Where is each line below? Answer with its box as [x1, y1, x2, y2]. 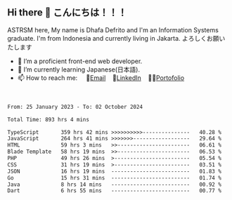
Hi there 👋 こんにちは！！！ [7, 6, 127, 19]
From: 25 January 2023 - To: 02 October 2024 [7, 103, 143, 110]
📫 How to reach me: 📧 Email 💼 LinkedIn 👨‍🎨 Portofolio [17, 73, 185, 82]
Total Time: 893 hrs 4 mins [7, 116, 90, 123]
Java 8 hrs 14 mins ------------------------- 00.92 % [7, 181, 221, 188]
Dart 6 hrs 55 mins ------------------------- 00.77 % [7, 187, 221, 194]
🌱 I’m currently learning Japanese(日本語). [17, 65, 141, 74]
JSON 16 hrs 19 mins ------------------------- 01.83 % [7, 168, 221, 175]
